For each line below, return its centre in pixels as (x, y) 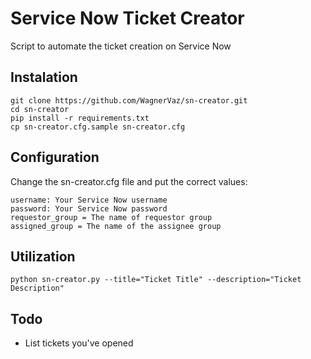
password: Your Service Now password (89, 208)
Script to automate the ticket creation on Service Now (121, 46)
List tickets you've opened (79, 343)
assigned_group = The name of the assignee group (116, 226)
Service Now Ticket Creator (127, 18)
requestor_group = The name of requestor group (111, 217)
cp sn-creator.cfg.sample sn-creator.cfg (98, 127)
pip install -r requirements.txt (80, 118)
